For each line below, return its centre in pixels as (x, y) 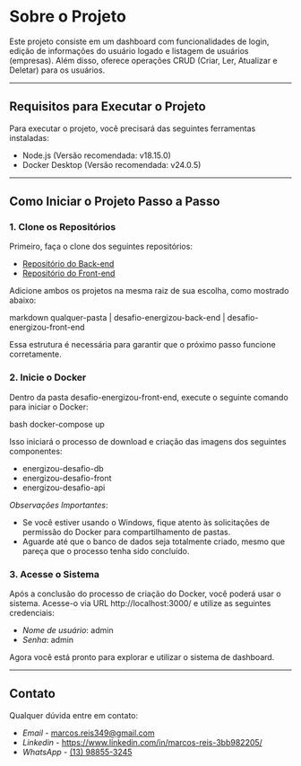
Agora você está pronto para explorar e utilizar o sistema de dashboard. (142, 657)
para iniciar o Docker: (49, 407)
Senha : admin (48, 640)
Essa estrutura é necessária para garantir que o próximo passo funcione (142, 345)
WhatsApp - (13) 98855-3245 (77, 752)
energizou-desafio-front (67, 478)
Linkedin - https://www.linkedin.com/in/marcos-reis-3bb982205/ (142, 742)
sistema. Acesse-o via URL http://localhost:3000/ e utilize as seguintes (140, 603)
